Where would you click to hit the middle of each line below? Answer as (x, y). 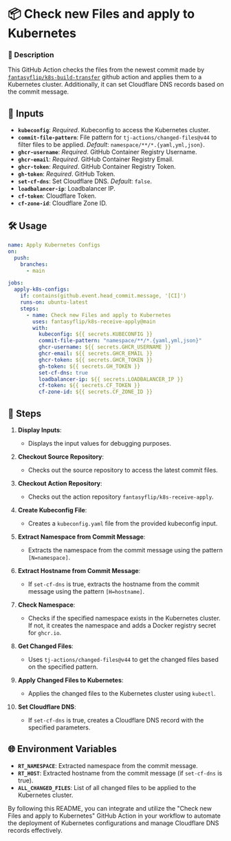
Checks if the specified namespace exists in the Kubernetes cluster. (124, 619)
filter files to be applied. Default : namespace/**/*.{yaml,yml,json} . (111, 145)
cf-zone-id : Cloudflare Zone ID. (62, 203)
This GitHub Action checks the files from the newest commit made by (106, 70)
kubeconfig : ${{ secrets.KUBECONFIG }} (96, 334)
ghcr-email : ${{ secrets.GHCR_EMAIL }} (96, 354)
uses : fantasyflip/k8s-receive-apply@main (94, 322)
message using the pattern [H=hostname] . (86, 592)
